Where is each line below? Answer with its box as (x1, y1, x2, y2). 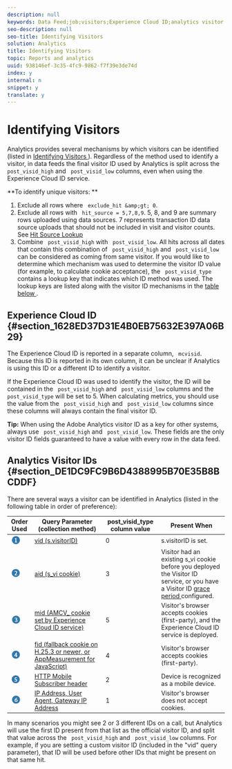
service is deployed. (161, 631, 219, 639)
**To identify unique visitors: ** (7, 187, 98, 196)
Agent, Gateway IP (34, 696, 88, 705)
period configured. (161, 591, 214, 600)
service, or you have (161, 577, 219, 585)
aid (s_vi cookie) (34, 569, 81, 577)
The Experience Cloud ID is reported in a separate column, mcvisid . (7, 349, 202, 358)
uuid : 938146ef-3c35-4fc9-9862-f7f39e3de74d (7, 62, 137, 69)
